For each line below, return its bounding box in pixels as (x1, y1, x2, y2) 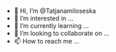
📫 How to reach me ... (13, 37, 79, 45)
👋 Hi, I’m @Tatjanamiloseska (13, 7, 96, 15)
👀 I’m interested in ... (13, 14, 74, 22)
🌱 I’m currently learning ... (13, 22, 89, 30)
